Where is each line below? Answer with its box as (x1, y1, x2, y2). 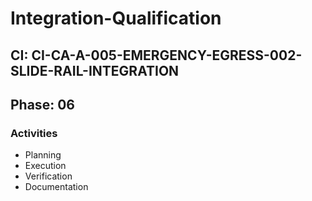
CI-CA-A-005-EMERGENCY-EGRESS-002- (31, 47, 303, 64)
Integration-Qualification (10, 7, 222, 30)
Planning (24, 149, 62, 161)
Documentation (24, 181, 89, 193)
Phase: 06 (10, 96, 75, 113)
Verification (24, 170, 73, 182)
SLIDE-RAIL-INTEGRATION (10, 62, 180, 79)
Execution (24, 160, 67, 172)
